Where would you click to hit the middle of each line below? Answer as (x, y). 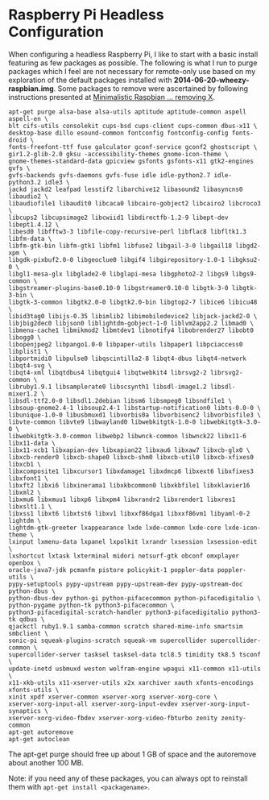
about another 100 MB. (46, 762)
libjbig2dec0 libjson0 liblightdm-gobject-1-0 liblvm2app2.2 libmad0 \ (131, 323)
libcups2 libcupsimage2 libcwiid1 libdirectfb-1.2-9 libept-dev (118, 218)
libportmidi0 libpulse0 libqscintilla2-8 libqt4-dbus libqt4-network (128, 359)
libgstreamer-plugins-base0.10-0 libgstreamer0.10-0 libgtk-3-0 (118, 288)
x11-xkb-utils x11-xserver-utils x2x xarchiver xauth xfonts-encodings (131, 682)
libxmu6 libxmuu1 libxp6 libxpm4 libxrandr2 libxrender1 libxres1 (122, 499)
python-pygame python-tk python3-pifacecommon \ (91, 605)
